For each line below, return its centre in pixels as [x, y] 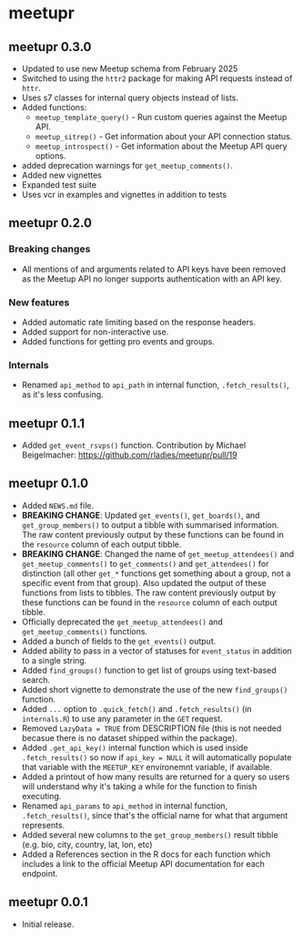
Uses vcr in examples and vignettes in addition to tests [124, 195]
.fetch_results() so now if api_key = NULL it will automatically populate [157, 757]
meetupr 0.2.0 [50, 223]
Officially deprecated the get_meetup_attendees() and [122, 622]
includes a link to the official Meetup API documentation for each [143, 863]
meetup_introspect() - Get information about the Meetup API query [161, 146]
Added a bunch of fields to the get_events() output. [119, 641]
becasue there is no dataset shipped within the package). [129, 737]
